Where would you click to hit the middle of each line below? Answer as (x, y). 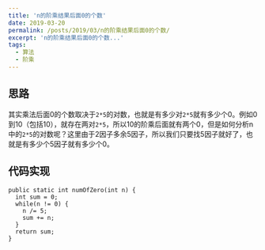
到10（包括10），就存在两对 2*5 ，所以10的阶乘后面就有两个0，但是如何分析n (131, 124)
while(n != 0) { (42, 204)
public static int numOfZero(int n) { (72, 190)
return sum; (35, 231)
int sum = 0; (37, 197)
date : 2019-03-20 (37, 23)
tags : (17, 45)
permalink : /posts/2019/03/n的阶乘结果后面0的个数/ (89, 30)
